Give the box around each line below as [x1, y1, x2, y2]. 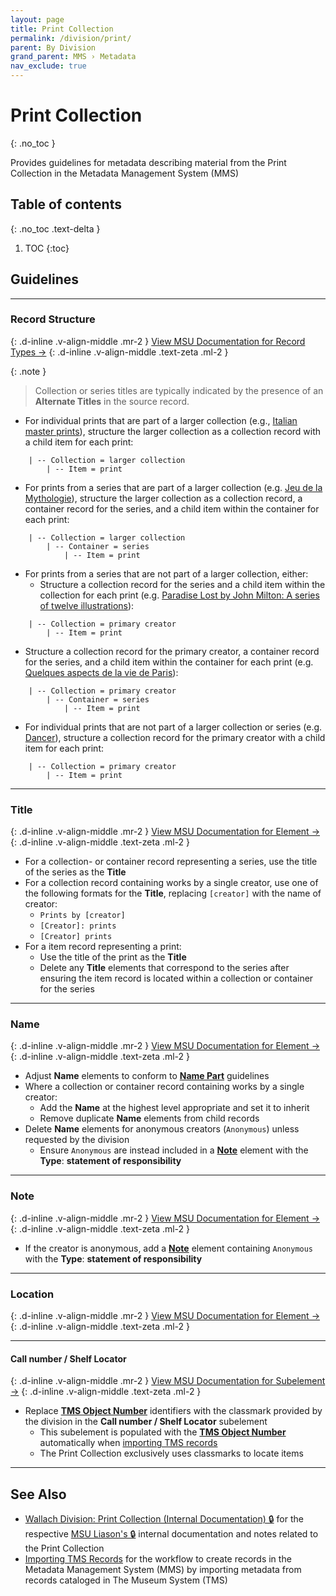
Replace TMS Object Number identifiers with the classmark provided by [24, 1405, 323, 1417]
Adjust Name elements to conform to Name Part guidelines [24, 1070, 270, 1082]
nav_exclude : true [10, 61, 87, 71]
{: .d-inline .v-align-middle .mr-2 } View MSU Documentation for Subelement [10, 1375, 326, 1387]
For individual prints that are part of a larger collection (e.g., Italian [24, 414, 298, 426]
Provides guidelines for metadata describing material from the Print [10, 156, 287, 168]
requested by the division [24, 1134, 130, 1146]
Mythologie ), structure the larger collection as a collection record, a [24, 492, 303, 504]
